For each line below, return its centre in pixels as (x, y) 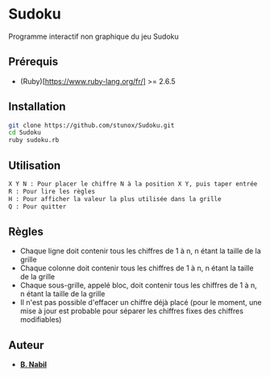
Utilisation (35, 165)
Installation (37, 107)
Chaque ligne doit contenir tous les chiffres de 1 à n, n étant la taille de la (141, 251)
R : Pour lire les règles (52, 191)
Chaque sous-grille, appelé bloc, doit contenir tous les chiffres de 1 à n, (139, 285)
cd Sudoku (25, 133)
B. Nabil (33, 365)
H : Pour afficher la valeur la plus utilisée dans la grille (115, 199)
